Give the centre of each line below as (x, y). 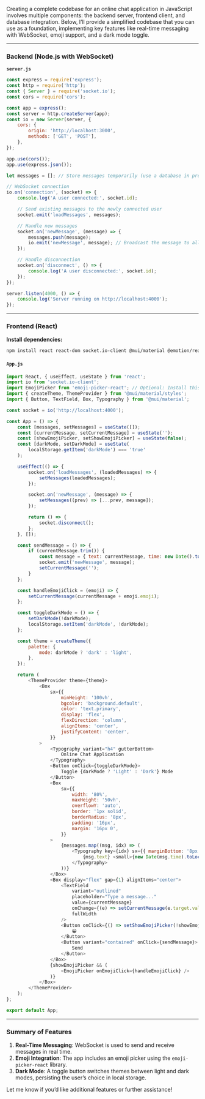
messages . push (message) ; (60, 237)
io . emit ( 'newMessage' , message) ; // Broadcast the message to (109, 243)
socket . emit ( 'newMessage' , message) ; (87, 563)
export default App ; (33, 1010)
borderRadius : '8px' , (99, 817)
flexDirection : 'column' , (94, 721)
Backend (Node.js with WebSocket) (60, 56)
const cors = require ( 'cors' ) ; (46, 97)
